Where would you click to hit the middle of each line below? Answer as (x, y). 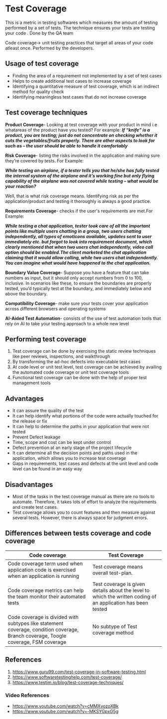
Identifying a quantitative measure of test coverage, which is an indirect (86, 86)
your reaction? (21, 186)
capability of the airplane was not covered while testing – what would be (82, 181)
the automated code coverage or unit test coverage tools (71, 372)
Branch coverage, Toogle (37, 636)
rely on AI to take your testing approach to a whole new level (67, 323)
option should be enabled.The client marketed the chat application (76, 252)
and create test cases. (35, 507)
